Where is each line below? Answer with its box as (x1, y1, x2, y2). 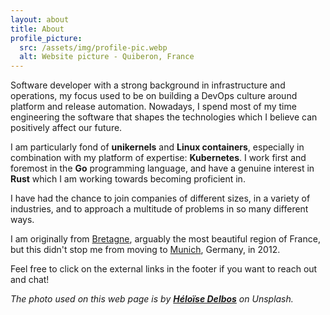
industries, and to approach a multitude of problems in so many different (10, 203, 309, 215)
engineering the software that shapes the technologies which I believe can (10, 111, 318, 123)
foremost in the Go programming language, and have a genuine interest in (10, 162, 315, 175)
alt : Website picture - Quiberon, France (19, 52, 195, 62)
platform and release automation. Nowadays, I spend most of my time (10, 101, 297, 113)
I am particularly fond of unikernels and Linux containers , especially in (10, 141, 305, 153)
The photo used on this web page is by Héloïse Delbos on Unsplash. (10, 293, 294, 305)
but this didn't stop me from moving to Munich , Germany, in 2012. (10, 244, 281, 256)
